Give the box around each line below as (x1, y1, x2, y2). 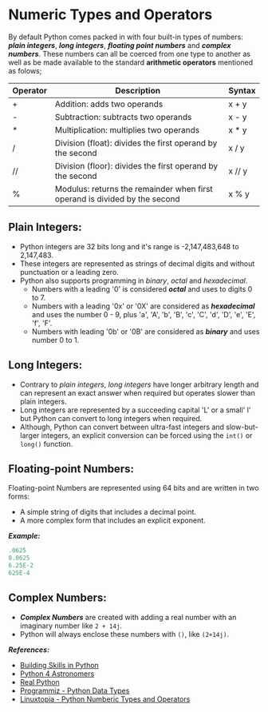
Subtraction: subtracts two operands (54, 111, 192, 122)
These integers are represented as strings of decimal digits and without (19, 258, 255, 268)
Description (115, 85, 161, 96)
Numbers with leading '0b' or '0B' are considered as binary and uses (31, 326, 260, 336)
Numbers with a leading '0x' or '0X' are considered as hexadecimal (31, 301, 255, 311)
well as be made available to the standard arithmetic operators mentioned (8, 58, 254, 67)
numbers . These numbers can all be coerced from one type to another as (8, 49, 251, 58)
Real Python (19, 677, 60, 686)
